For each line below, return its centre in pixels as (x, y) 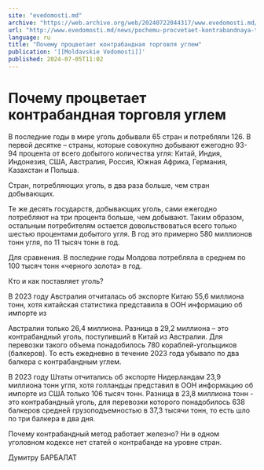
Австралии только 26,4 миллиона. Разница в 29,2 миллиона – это (119, 328)
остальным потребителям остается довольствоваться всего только (123, 226)
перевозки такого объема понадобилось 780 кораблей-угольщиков (123, 345)
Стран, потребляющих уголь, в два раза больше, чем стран (109, 185)
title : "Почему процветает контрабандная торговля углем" (105, 45)
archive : (22, 23)
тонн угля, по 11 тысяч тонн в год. (64, 242)
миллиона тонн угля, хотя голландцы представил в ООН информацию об (131, 385)
